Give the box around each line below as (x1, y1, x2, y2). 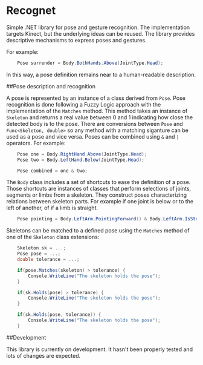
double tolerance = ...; (17, 257, 80, 263)
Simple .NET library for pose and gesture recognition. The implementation (6, 24, 190, 31)
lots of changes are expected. (6, 352, 80, 359)
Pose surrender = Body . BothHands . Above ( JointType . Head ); (17, 60, 164, 66)
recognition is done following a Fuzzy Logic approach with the (6, 100, 161, 108)
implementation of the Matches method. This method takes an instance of (6, 107, 188, 114)
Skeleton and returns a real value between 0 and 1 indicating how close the (6, 113, 193, 121)
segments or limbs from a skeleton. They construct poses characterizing (6, 191, 187, 199)
